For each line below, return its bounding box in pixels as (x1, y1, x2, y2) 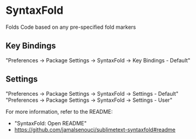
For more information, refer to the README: (5, 108, 113, 115)
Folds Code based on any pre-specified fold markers (5, 23, 136, 31)
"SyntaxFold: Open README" (14, 119, 88, 126)
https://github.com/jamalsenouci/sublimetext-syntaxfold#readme (14, 126, 176, 133)
